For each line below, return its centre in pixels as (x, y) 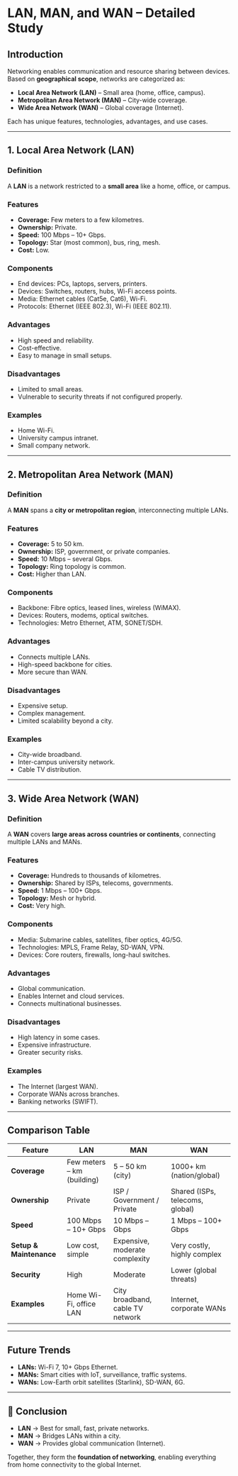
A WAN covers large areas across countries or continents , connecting (112, 834)
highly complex (196, 1255)
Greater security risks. (50, 1053)
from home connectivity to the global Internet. (74, 1464)
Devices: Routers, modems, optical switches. (83, 616)
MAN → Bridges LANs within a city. (69, 1436)
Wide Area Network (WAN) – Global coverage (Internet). (101, 107)
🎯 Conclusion (37, 1411)
